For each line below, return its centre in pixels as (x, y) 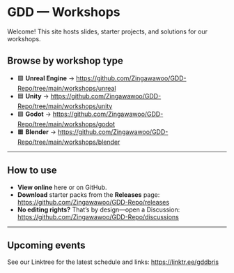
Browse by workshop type (65, 61)
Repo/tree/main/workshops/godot (66, 124)
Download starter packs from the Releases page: (88, 194)
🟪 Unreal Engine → (46, 78)
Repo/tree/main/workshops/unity (65, 106)
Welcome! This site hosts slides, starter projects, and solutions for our (107, 31)
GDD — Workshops (64, 12)
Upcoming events (46, 245)
